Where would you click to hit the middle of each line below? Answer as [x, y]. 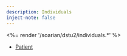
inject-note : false [31, 18]
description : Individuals [39, 12]
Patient [24, 47]
